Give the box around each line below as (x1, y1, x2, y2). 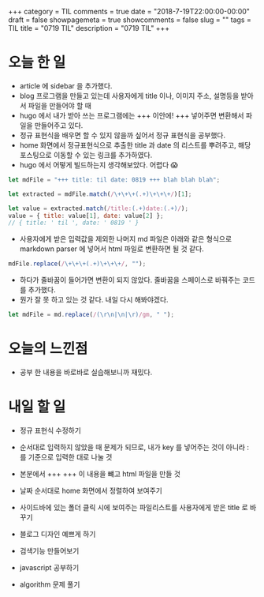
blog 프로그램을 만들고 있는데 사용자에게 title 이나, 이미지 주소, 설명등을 (19, 91, 240, 100)
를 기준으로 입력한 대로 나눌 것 (19, 452, 113, 461)
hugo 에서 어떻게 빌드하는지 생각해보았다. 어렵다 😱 (19, 160, 179, 169)
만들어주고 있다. (34, 120, 84, 130)
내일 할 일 (8, 398, 66, 416)
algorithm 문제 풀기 (19, 580, 80, 589)
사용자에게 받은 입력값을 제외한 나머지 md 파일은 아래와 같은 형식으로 (19, 235, 232, 244)
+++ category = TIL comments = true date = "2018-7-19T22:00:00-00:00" (8, 7, 251, 16)
